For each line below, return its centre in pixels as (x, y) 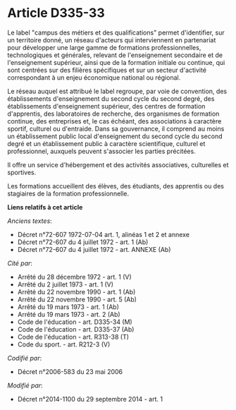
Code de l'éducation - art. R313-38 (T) (73, 337)
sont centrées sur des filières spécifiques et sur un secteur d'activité (107, 70)
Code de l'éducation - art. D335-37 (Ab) (76, 329)
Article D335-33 (56, 13)
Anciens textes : (30, 221)
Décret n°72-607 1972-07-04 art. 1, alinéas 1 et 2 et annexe (104, 234)
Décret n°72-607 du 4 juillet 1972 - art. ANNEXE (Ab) (94, 249)
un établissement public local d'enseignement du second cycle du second (115, 136)
